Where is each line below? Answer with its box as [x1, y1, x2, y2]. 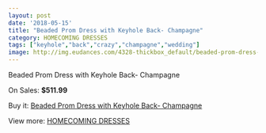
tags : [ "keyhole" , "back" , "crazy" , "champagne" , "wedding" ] [8, 41, 200, 49]
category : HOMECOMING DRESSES [8, 33, 108, 42]
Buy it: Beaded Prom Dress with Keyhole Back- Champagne [8, 101, 203, 110]
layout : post [8, 11, 51, 20]
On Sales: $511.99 [8, 85, 68, 95]
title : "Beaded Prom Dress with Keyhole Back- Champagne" [8, 26, 203, 34]
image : [8, 48, 30, 56]
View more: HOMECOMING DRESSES [8, 116, 131, 125]
